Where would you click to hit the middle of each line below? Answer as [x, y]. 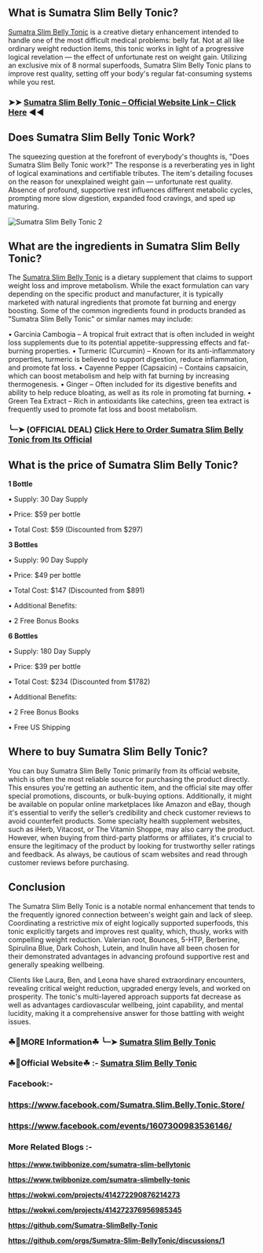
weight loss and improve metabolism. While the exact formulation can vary [129, 286]
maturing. [24, 206]
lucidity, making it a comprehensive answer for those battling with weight [126, 1013]
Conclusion [37, 888]
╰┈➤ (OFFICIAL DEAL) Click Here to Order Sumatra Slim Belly [126, 429]
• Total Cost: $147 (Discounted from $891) [77, 590]
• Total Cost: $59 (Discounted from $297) [76, 530]
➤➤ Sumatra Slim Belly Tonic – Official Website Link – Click [122, 102]
